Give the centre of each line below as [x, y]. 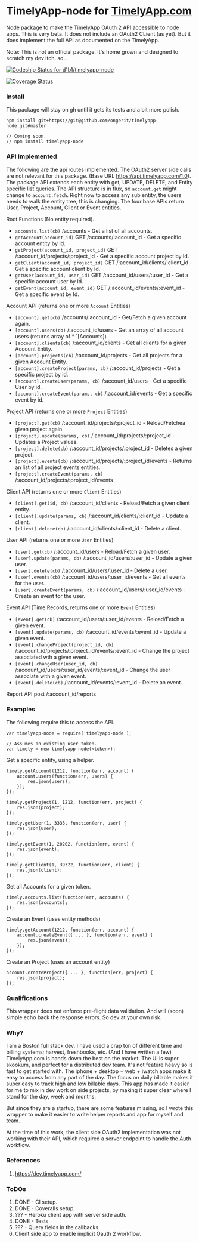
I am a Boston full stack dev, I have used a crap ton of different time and [94, 1046]
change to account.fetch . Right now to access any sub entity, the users [94, 195]
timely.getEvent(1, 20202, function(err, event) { [70, 844]
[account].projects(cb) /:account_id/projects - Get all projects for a [99, 355]
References [23, 1161]
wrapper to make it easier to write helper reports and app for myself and [95, 1115]
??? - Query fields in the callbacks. [57, 1227]
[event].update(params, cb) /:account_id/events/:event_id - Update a [100, 631]
